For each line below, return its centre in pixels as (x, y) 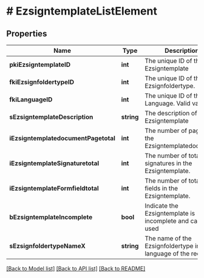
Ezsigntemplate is (170, 213)
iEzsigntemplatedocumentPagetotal (62, 138)
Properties (27, 34)
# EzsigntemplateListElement (82, 11)
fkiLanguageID (31, 100)
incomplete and (167, 221)
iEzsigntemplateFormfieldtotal (54, 188)
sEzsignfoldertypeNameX (48, 246)
